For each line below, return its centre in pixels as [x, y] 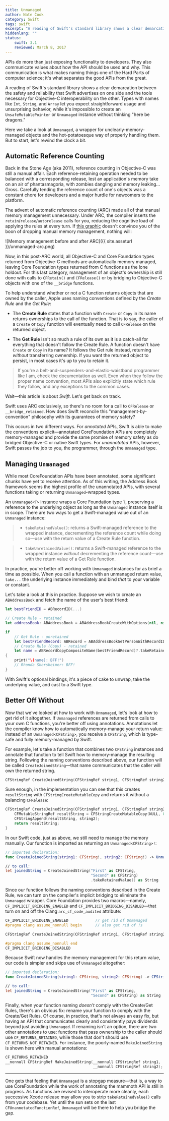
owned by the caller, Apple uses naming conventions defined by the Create [83, 299]
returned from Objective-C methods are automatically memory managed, [81, 262]
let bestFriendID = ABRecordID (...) [44, 609]
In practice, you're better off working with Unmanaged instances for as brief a [83, 569]
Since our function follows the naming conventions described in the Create [83, 890]
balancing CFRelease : [27, 800]
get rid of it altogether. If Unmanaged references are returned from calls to [80, 718]
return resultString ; [37, 823]
